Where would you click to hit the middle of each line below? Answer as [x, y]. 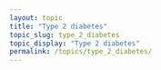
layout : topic [36, 18]
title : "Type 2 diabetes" [58, 26]
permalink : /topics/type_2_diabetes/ [81, 52]
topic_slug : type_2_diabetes [65, 35]
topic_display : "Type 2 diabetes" [75, 43]
